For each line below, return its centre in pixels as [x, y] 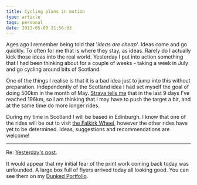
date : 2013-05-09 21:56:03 [39, 28]
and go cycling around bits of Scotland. [54, 69]
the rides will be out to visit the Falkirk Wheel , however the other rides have [97, 123]
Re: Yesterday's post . [32, 152]
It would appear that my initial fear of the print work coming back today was [98, 164]
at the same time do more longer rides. [53, 105]
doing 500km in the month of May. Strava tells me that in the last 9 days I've [98, 93]
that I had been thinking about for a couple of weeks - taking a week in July [97, 63]
